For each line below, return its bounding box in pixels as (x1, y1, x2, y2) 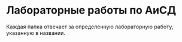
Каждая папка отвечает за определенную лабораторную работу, (6, 23, 174, 30)
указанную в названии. (6, 29, 66, 36)
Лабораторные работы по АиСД (6, 4, 177, 17)
